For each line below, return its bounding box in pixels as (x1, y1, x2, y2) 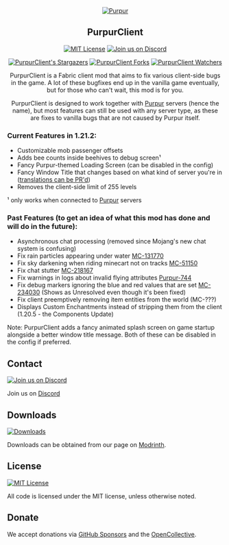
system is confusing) (16, 245, 77, 253)
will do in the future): (7, 222, 77, 232)
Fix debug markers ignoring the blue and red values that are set (16, 281, 197, 289)
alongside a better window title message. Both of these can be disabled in (7, 330, 216, 339)
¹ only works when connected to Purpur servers (7, 196, 142, 204)
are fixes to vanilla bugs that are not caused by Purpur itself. (30, 113, 200, 122)
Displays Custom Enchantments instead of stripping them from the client (16, 303, 223, 311)
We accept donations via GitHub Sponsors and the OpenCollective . (7, 530, 197, 538)
